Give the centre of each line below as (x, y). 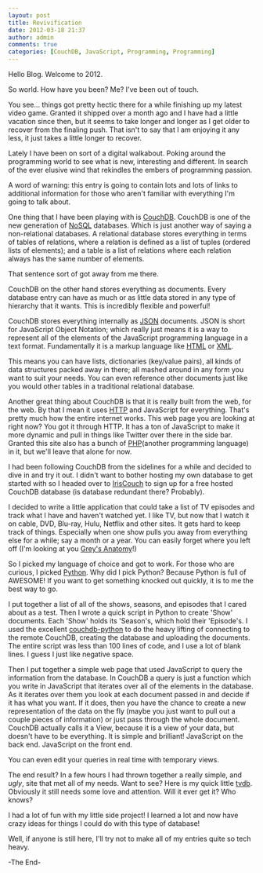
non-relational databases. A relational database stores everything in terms (128, 234)
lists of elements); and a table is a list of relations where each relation (120, 250)
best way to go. (33, 589)
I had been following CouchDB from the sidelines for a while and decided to (130, 467)
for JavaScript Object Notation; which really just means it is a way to (118, 329)
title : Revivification (45, 23)
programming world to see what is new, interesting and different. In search (128, 161)
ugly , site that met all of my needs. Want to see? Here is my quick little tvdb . (130, 783)
